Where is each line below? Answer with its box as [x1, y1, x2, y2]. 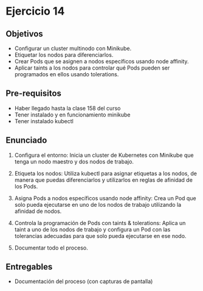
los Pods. [14, 182, 38, 190]
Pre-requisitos [5, 88, 62, 99]
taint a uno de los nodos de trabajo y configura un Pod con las [14, 226, 171, 233]
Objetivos [5, 29, 43, 39]
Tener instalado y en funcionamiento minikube [14, 111, 131, 118]
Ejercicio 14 [5, 4, 65, 18]
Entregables [5, 262, 53, 272]
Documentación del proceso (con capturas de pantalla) [14, 278, 153, 285]
